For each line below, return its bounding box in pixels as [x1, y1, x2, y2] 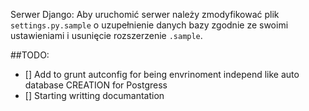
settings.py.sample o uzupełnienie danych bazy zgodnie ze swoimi [10, 19, 289, 31]
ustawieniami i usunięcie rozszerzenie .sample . [10, 30, 203, 41]
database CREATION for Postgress [24, 79, 168, 91]
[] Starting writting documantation [24, 90, 165, 101]
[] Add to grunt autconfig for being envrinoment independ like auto [24, 69, 300, 80]
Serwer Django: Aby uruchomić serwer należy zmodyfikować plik [10, 9, 280, 20]
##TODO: [10, 49, 50, 61]
